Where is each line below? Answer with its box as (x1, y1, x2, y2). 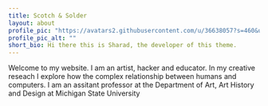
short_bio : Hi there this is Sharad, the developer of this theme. (8, 41, 238, 49)
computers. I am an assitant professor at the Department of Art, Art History (8, 80, 254, 90)
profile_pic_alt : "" (8, 33, 77, 42)
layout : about (8, 19, 56, 27)
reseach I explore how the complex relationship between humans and (8, 72, 237, 81)
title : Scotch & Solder (8, 11, 88, 20)
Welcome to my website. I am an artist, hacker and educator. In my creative (8, 63, 255, 73)
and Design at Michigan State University (8, 88, 140, 98)
